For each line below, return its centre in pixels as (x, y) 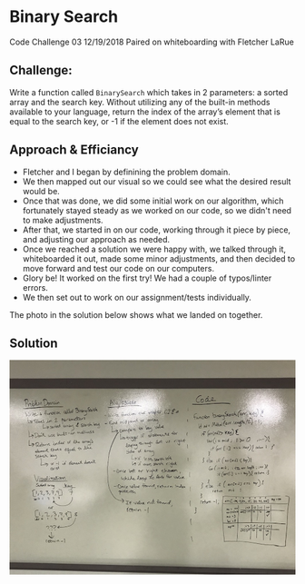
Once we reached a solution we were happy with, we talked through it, (154, 249)
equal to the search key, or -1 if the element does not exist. (119, 121)
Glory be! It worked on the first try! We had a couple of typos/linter (147, 278)
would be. (41, 191)
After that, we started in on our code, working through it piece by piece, (157, 230)
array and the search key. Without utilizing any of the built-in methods (140, 102)
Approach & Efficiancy (74, 150)
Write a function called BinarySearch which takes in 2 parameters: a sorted (149, 92)
